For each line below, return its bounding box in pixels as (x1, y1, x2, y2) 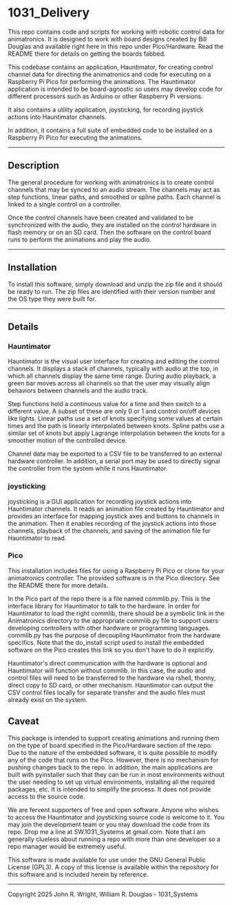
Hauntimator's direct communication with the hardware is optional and (8, 659, 207, 667)
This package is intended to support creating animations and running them (8, 734, 220, 742)
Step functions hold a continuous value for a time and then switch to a (8, 400, 207, 408)
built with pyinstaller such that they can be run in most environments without (8, 770, 224, 778)
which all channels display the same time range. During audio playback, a (8, 372, 216, 380)
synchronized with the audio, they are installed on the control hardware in (8, 220, 217, 228)
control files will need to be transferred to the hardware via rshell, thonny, (8, 673, 216, 682)
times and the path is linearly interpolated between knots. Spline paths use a (8, 422, 224, 430)
